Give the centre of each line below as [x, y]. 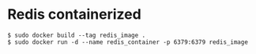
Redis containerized [74, 14]
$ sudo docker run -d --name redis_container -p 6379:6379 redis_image [128, 42]
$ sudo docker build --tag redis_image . [77, 35]
